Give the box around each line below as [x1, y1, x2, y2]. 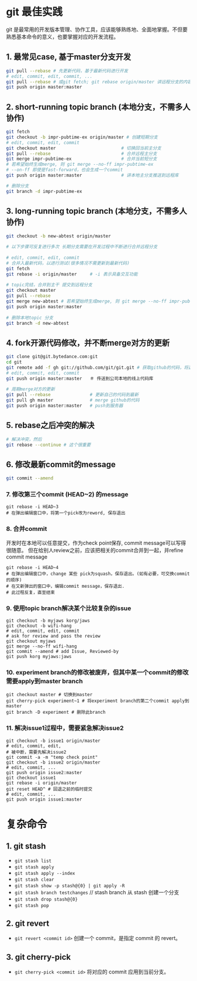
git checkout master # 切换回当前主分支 [6, 145, 162, 151]
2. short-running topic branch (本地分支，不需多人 [6, 102, 191, 112]
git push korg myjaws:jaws [6, 654, 72, 660]
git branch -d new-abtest [6, 320, 69, 326]
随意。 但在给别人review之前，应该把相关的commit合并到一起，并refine [11, 546, 184, 554]
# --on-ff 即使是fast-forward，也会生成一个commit [6, 167, 123, 173]
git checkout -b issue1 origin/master [6, 738, 101, 744]
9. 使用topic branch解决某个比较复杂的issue [6, 604, 132, 612]
